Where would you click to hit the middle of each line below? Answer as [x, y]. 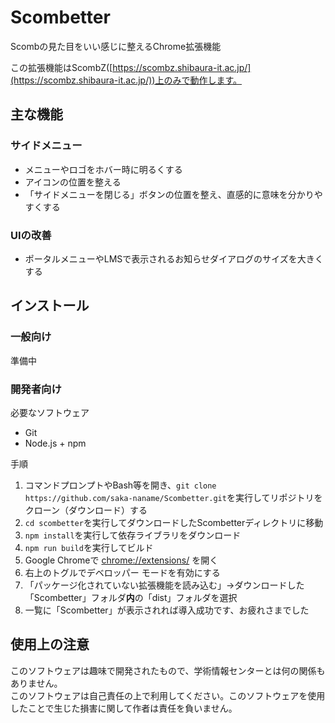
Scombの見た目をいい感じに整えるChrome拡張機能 [116, 46]
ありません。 [36, 683]
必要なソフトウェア [50, 412]
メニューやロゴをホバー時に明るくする [103, 169]
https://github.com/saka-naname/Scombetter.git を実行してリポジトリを [173, 497]
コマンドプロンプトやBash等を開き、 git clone [120, 485]
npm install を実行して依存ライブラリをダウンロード [133, 535]
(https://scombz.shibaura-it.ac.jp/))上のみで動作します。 [126, 80]
